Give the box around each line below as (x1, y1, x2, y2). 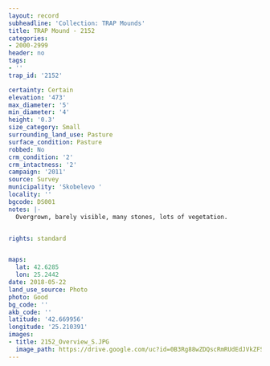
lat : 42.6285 (15, 263, 59, 271)
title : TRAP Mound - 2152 (8, 26, 95, 35)
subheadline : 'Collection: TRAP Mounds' (8, 19, 146, 27)
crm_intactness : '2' (8, 161, 78, 169)
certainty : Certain (8, 86, 74, 94)
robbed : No (8, 145, 45, 153)
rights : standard (8, 234, 67, 242)
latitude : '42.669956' (8, 315, 84, 323)
